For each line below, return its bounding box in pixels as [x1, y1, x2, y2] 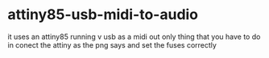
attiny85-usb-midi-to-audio [7, 6, 199, 24]
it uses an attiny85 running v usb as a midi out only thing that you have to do [7, 32, 261, 41]
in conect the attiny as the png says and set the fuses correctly [7, 40, 217, 49]
